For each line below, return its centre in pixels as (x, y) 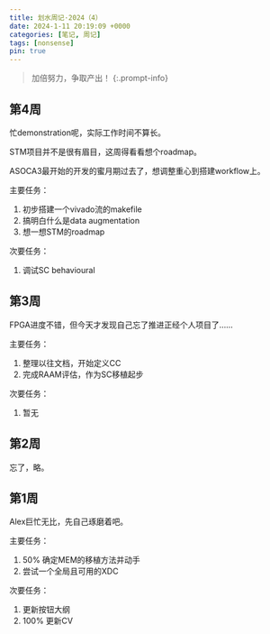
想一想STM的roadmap (63, 232)
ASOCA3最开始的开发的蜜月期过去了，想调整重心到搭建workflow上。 (137, 170)
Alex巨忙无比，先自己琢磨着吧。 (69, 522)
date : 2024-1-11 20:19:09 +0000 (70, 26)
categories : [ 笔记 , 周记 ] (55, 34)
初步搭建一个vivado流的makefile (82, 209)
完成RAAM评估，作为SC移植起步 (83, 374)
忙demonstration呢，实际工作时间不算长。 (88, 133)
